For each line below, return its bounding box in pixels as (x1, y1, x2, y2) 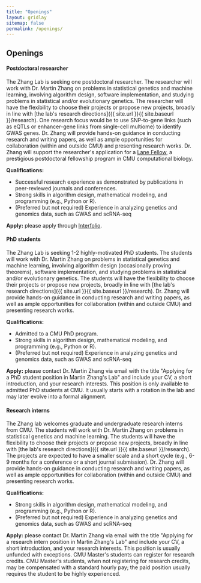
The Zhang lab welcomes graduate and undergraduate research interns (6, 420, 183, 428)
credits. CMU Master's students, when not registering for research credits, (6, 558, 191, 565)
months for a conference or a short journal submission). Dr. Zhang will (11, 458, 184, 466)
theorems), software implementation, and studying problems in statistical (6, 269, 187, 276)
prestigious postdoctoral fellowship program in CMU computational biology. (6, 155, 193, 162)
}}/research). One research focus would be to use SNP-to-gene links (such (6, 116, 191, 123)
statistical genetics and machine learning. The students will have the (6, 433, 176, 440)
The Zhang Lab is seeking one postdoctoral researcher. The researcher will (6, 78, 192, 85)
